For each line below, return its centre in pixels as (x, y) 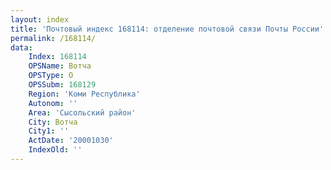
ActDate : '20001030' (71, 141)
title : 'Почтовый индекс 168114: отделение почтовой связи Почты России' (167, 29)
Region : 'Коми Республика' (84, 94)
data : (21, 47)
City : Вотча (53, 122)
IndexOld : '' (55, 150)
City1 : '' (49, 131)
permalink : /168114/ (53, 38)
